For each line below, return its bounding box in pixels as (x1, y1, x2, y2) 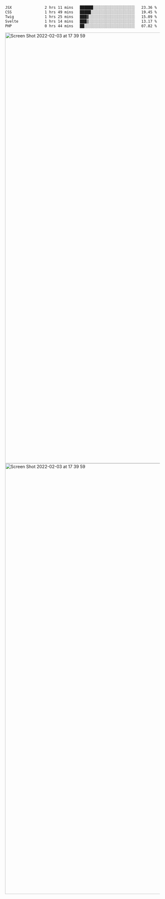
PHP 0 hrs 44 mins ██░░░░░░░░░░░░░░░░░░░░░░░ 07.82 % (5, 23, 157, 29)
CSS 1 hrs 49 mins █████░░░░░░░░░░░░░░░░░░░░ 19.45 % (5, 9, 157, 15)
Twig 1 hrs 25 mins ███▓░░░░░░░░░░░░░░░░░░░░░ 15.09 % (5, 14, 157, 19)
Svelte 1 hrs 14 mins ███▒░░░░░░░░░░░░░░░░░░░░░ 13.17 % (5, 19, 157, 24)
